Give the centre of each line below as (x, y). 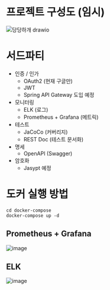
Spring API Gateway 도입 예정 (59, 94)
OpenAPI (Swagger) (48, 153)
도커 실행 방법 (37, 194)
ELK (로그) (36, 109)
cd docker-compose (29, 210)
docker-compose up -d (33, 215)
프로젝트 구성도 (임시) (56, 12)
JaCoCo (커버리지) (46, 132)
